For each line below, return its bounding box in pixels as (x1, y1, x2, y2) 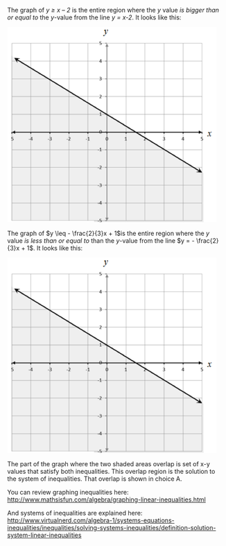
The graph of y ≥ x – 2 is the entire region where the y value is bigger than (7, 6, 220, 14)
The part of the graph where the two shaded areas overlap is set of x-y (7, 460, 210, 468)
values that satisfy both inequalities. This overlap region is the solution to (7, 468, 216, 475)
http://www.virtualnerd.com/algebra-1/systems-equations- (7, 516, 175, 524)
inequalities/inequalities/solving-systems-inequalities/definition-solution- (7, 524, 216, 531)
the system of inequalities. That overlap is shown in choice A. (7, 475, 182, 483)
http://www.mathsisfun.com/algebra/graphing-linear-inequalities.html (7, 495, 206, 504)
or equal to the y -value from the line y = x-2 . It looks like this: (7, 13, 182, 22)
